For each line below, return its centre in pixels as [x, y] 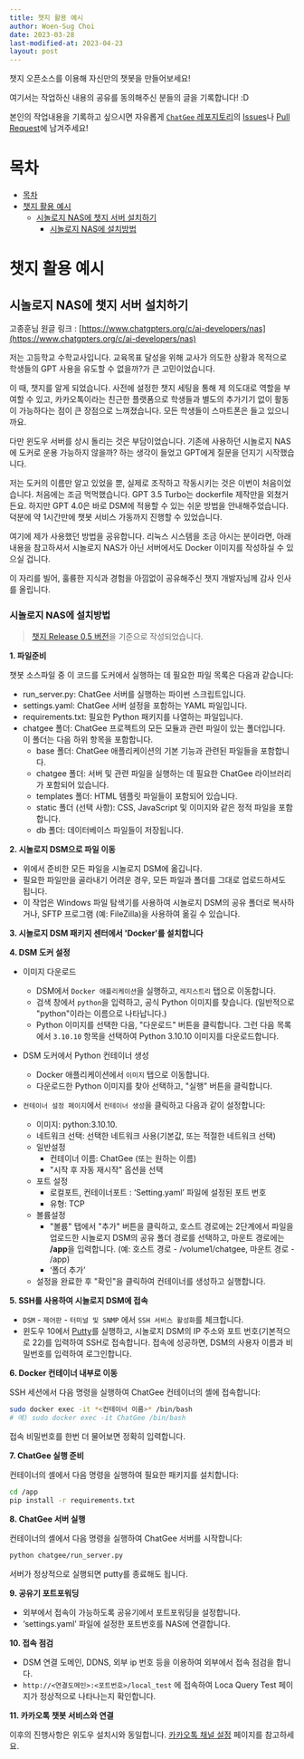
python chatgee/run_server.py [66, 1555]
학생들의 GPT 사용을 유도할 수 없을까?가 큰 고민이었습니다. [112, 369]
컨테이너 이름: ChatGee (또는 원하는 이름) [123, 1158]
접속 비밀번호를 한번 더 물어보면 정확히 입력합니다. [98, 1437]
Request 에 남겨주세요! [49, 129]
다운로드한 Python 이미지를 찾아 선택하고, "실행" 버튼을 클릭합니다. [154, 1086]
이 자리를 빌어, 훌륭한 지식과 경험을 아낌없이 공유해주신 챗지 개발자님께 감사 [142, 578]
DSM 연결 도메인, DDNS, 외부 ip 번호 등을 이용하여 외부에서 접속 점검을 [148, 1662]
